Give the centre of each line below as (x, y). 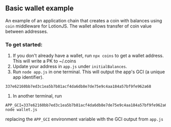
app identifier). (28, 77)
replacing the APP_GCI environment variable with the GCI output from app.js (84, 119)
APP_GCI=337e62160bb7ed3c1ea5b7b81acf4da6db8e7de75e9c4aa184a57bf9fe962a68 (87, 105)
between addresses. (27, 31)
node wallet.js (21, 110)
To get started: (24, 44)
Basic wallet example (39, 8)
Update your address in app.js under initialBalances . (70, 67)
